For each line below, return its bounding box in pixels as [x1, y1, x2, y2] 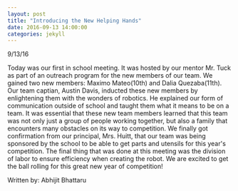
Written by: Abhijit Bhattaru [7, 176, 87, 185]
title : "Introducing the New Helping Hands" [7, 17, 142, 24]
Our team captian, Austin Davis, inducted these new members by [7, 86, 198, 95]
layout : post [7, 10, 46, 18]
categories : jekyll [7, 30, 66, 38]
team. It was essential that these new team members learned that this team [7, 109, 228, 118]
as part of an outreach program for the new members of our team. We [7, 71, 213, 80]
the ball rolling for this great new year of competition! [7, 162, 163, 171]
